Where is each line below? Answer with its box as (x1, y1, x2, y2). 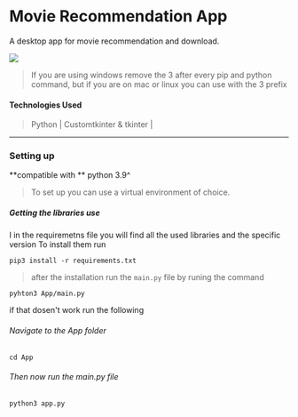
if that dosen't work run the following (9, 305, 145, 316)
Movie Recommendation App (9, 6, 228, 27)
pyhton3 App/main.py (9, 289, 86, 299)
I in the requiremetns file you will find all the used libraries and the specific (9, 229, 281, 241)
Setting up (9, 149, 55, 162)
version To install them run (9, 239, 106, 250)
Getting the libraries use (9, 207, 100, 219)
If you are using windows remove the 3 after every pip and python (30, 69, 272, 80)
